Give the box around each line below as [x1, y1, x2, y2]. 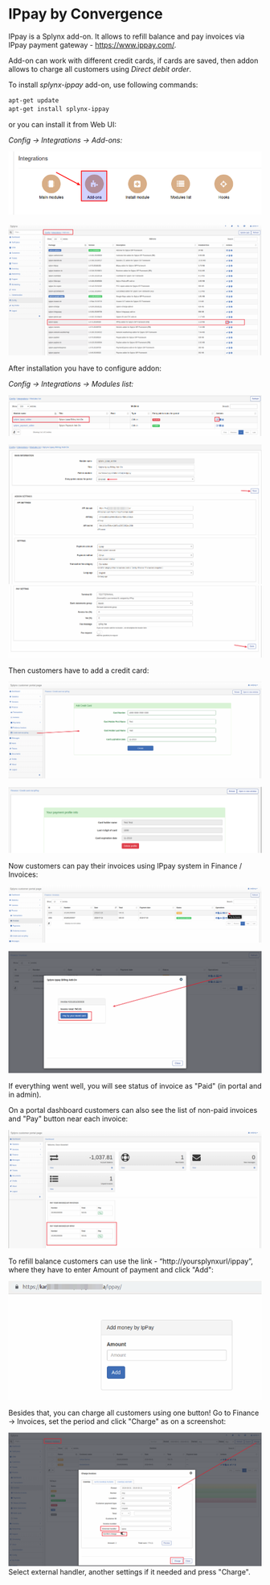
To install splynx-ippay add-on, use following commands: [8, 80, 198, 89]
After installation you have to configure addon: [8, 363, 162, 373]
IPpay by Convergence [8, 5, 163, 23]
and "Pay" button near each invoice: [8, 1114, 129, 1123]
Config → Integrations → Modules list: [8, 380, 134, 389]
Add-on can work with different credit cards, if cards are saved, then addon [8, 56, 259, 65]
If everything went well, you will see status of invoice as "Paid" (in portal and [8, 1081, 262, 1090]
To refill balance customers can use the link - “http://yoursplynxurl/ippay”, [8, 1256, 253, 1266]
